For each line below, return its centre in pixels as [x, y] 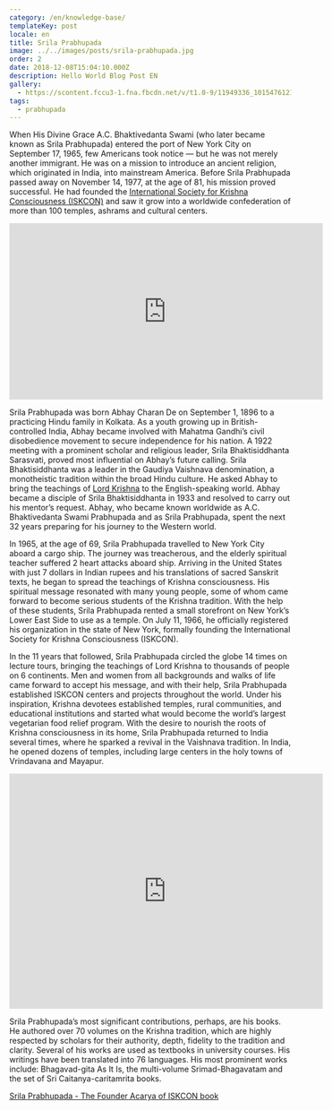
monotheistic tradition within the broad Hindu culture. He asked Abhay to [144, 479]
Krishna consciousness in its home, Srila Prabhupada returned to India [139, 733]
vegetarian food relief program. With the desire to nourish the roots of [138, 723]
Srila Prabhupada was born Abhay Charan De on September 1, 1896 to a [142, 412]
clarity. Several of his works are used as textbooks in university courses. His [150, 1050]
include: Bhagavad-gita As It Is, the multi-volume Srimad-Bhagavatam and [146, 1069]
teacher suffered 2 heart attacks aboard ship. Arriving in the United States [146, 563]
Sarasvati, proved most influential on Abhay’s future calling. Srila [128, 460]
